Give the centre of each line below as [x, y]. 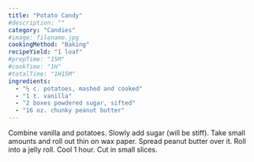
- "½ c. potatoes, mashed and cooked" [79, 88]
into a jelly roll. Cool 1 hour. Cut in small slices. [83, 149]
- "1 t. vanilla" [44, 96]
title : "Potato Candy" [45, 15]
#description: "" [37, 23]
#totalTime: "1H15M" [42, 74]
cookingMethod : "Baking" [49, 45]
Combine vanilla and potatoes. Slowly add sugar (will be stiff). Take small [127, 133]
